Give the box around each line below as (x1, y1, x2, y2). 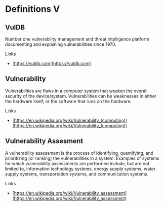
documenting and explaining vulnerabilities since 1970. (5, 41, 117, 47)
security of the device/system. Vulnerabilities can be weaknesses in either (5, 93, 157, 99)
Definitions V (5, 3, 60, 15)
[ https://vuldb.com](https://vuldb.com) (12, 61, 91, 66)
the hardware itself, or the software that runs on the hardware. (5, 98, 132, 104)
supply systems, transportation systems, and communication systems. (5, 171, 149, 177)
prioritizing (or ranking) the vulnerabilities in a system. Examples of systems (5, 155, 160, 161)
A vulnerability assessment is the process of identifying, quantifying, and (5, 150, 154, 156)
